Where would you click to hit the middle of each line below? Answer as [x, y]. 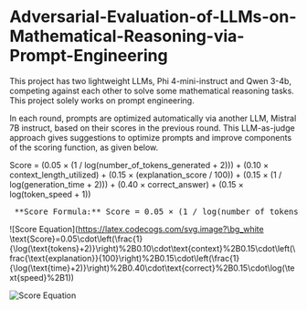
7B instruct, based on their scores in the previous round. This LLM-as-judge [152, 128]
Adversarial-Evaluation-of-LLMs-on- [153, 17]
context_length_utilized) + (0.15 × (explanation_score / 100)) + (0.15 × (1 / [146, 175]
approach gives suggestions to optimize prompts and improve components [151, 137]
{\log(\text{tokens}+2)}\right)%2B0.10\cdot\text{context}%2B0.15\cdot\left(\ [153, 248]
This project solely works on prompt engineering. [102, 100]
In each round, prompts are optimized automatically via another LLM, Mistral [153, 118]
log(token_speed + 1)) [50, 194]
